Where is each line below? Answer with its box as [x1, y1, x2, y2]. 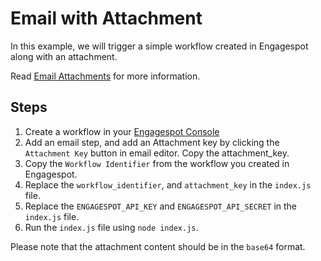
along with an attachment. [10, 50, 118, 62]
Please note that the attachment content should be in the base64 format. [10, 240, 306, 252]
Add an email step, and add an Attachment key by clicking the [24, 136, 280, 148]
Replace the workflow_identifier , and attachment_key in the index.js [24, 178, 312, 191]
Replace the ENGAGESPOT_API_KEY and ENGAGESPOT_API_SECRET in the [24, 200, 298, 212]
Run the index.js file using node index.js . [24, 221, 199, 233]
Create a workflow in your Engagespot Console [24, 125, 220, 137]
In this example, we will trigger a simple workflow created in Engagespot [10, 40, 309, 52]
